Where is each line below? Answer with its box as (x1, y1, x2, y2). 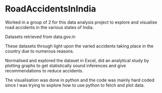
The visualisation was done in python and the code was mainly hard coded (5, 77, 154, 83)
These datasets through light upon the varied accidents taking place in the (5, 43, 154, 49)
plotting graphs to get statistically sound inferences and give (5, 63, 126, 68)
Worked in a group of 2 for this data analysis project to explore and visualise (5, 19, 158, 25)
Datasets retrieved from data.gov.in (5, 34, 76, 40)
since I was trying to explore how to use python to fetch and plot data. (5, 82, 145, 88)
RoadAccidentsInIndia (5, 3, 96, 14)
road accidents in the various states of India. (5, 24, 94, 30)
